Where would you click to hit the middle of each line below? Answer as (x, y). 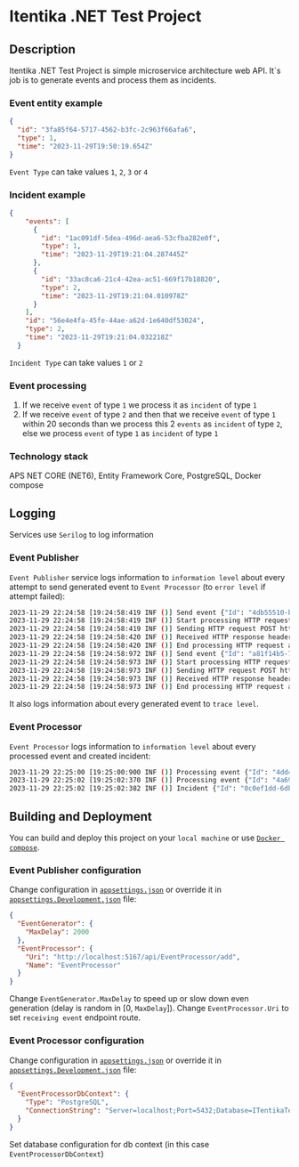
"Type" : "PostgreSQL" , (67, 1102)
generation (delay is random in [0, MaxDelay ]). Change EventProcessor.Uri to (149, 1009)
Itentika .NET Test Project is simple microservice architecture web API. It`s (145, 70)
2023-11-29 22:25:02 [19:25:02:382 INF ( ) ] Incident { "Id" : (123, 789)
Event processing (48, 385)
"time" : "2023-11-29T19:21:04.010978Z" (115, 296)
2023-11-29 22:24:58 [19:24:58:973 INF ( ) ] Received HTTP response (137, 678)
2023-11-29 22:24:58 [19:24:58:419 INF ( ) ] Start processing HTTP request (151, 620)
